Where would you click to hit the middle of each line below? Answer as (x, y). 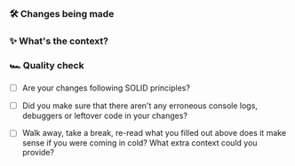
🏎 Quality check (47, 65)
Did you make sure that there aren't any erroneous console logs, (140, 106)
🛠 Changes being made (62, 13)
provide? (38, 153)
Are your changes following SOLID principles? (106, 88)
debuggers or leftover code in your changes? (105, 116)
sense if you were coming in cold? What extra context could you (140, 143)
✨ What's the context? (59, 41)
